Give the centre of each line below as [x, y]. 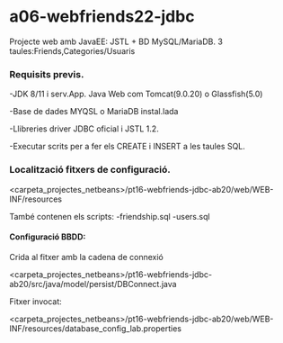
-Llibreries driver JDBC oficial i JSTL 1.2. [84, 129]
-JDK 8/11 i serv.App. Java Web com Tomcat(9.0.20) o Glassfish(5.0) [136, 94]
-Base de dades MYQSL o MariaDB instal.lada [94, 112]
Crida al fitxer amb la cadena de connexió [86, 257]
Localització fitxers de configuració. [90, 170]
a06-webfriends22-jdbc [102, 17]
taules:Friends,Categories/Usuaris [72, 50]
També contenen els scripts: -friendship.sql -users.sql [110, 216]
